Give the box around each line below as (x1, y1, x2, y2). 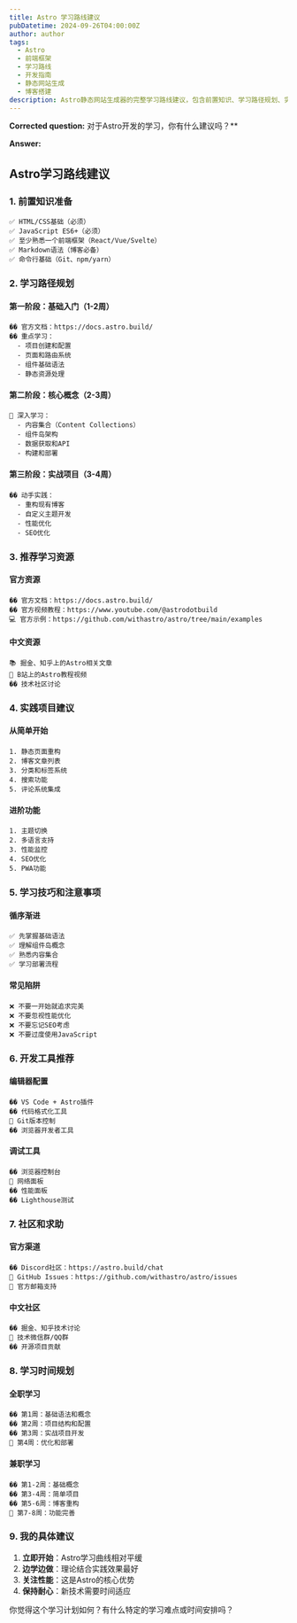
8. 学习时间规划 (9, 1365, 75, 1378)
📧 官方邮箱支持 (9, 1282, 57, 1292)
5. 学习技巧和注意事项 (9, 887, 102, 899)
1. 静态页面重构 (9, 748, 61, 757)
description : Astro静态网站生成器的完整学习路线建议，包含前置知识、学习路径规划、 (9, 95, 285, 105)
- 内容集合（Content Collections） (17, 421, 141, 430)
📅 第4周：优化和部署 (9, 1439, 74, 1448)
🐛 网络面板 (9, 1176, 44, 1185)
